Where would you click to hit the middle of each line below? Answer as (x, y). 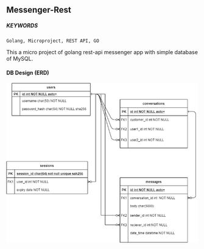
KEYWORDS (22, 25)
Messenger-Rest (39, 10)
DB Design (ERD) (28, 72)
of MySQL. (20, 59)
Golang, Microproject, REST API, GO (53, 41)
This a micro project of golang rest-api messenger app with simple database (102, 52)
